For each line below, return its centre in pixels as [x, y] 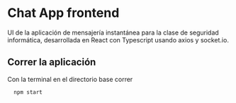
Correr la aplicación [52, 62]
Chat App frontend [63, 13]
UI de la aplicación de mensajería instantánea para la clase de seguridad [113, 32]
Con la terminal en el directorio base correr [70, 79]
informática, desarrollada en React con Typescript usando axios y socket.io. [118, 40]
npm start [28, 92]
